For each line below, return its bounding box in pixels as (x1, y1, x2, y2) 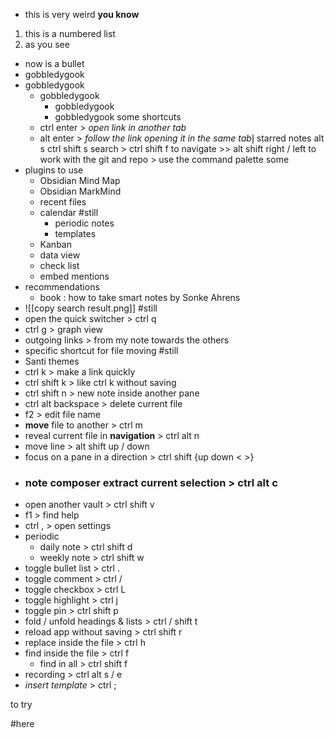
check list (39, 260, 80, 271)
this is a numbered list (24, 28, 116, 39)
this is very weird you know (24, 9, 140, 20)
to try (10, 699, 33, 711)
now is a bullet (24, 58, 85, 69)
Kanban (39, 239, 72, 250)
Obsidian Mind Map (39, 175, 121, 186)
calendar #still (39, 207, 99, 218)
